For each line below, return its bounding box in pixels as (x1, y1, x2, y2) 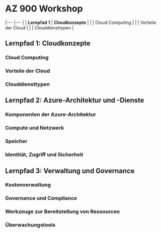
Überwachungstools (5, 222, 56, 229)
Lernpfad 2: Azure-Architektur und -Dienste (5, 96, 145, 105)
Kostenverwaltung (5, 181, 51, 188)
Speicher (5, 138, 28, 145)
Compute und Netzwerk (5, 124, 64, 131)
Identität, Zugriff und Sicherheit (5, 151, 83, 158)
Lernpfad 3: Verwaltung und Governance (5, 166, 135, 175)
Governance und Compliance (5, 195, 78, 202)
